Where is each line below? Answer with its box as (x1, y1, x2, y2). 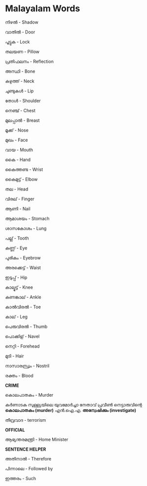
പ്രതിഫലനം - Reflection (5, 58, 54, 64)
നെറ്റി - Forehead (5, 343, 40, 349)
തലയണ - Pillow (5, 49, 40, 54)
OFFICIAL (5, 427, 25, 432)
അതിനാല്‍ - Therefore (5, 456, 52, 461)
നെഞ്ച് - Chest (5, 108, 36, 113)
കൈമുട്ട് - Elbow (5, 176, 38, 182)
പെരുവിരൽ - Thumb (5, 324, 48, 329)
